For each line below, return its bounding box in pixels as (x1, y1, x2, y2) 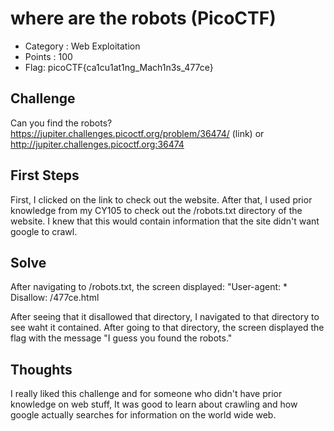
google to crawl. (10, 225, 78, 237)
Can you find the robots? (10, 117, 113, 129)
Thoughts (10, 361, 73, 378)
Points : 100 (24, 50, 73, 62)
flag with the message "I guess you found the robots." (10, 332, 233, 344)
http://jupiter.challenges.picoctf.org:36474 (10, 138, 185, 150)
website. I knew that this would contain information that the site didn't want (10, 215, 320, 227)
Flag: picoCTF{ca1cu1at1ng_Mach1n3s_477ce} (24, 61, 214, 73)
